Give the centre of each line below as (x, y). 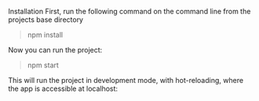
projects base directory (46, 20)
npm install (45, 35)
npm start (43, 65)
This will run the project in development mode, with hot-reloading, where (126, 80)
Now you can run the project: (55, 50)
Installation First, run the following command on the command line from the (129, 11)
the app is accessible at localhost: (63, 88)
